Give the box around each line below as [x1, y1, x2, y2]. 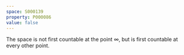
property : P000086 [6, 14, 51, 20]
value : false [6, 20, 38, 25]
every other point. [6, 42, 50, 49]
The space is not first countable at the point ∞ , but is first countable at [6, 36, 178, 43]
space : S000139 [6, 8, 44, 15]
